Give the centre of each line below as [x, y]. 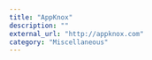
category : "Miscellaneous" [59, 42]
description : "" [39, 26]
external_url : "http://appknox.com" [76, 34]
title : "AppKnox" [41, 17]
